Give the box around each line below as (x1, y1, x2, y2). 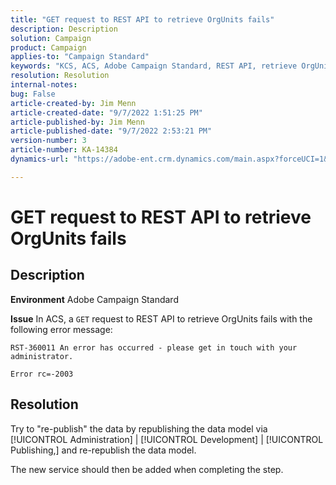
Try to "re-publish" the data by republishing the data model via (10, 422, 268, 435)
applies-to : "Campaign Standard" (10, 52, 150, 62)
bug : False (10, 89, 56, 99)
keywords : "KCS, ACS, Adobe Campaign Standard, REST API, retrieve (10, 61, 298, 71)
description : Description (10, 24, 118, 34)
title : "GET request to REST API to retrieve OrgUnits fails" (10, 14, 275, 25)
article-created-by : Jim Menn (10, 98, 137, 108)
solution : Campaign (10, 33, 92, 43)
